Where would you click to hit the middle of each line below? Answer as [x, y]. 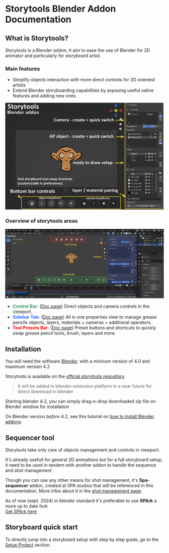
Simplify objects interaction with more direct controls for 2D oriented [83, 80]
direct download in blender [46, 391]
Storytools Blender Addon [61, 9]
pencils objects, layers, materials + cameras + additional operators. [82, 322]
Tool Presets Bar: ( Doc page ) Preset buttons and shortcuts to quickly [84, 328]
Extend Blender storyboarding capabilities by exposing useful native [83, 90]
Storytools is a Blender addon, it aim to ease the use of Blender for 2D [78, 50]
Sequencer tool [30, 438]
